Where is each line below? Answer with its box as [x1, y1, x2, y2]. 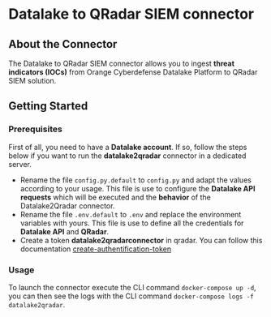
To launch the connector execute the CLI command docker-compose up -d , [8, 282, 257, 292]
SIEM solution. [8, 76, 57, 85]
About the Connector [8, 37, 118, 51]
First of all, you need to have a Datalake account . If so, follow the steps [8, 142, 247, 152]
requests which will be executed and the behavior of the [19, 192, 211, 202]
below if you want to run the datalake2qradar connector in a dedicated [8, 151, 247, 161]
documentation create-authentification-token [19, 244, 172, 254]
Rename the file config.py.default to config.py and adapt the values [19, 175, 252, 185]
